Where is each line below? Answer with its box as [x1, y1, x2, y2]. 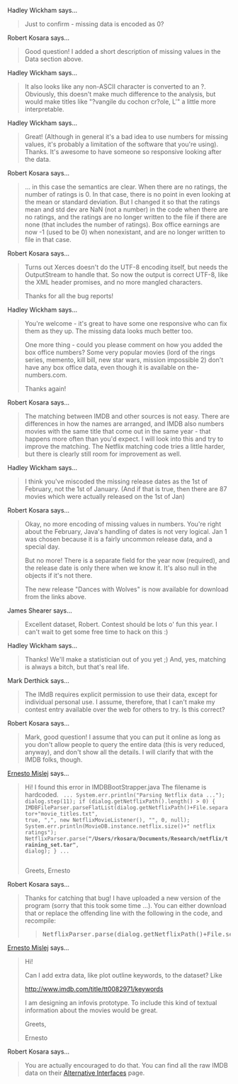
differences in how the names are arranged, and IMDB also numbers [24, 420, 225, 428]
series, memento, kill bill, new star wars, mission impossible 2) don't [24, 356, 224, 364]
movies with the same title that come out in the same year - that [24, 427, 211, 435]
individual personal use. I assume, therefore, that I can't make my [24, 698, 215, 706]
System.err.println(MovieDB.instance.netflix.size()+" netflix [24, 823, 216, 830]
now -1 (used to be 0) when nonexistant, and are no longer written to [24, 228, 225, 236]
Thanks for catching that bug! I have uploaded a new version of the [24, 894, 221, 902]
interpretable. [24, 105, 64, 113]
